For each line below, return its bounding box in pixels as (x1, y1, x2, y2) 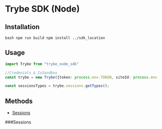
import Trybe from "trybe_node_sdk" (5, 62, 79, 66)
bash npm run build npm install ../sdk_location (5, 35, 105, 40)
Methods (5, 97, 33, 105)
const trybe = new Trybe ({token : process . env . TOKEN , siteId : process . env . (5, 75, 160, 80)
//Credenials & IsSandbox (5, 70, 57, 75)
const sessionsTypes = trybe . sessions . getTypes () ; (5, 83, 110, 88)
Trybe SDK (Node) (5, 3, 80, 15)
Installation (5, 23, 40, 31)
